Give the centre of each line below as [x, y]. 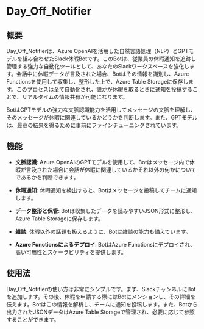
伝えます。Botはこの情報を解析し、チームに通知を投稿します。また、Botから [102, 304]
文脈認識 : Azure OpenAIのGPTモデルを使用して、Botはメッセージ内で [102, 162]
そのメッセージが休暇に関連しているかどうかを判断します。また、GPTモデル [102, 117]
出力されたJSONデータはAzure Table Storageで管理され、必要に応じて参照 [100, 312]
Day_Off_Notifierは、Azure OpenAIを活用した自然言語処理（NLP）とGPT [97, 51]
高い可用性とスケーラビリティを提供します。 [71, 252]
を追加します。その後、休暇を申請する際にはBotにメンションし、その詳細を [101, 297]
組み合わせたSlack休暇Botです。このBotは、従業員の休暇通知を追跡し [109, 59]
